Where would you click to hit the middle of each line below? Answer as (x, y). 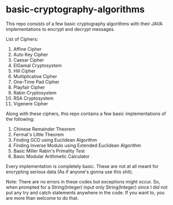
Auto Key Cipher (31, 54)
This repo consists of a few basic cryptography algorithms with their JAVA (84, 24)
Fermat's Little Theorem (39, 134)
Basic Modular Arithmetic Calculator (51, 156)
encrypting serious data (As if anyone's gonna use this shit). (70, 172)
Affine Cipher (27, 49)
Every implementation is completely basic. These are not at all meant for (82, 166)
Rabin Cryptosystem (35, 92)
